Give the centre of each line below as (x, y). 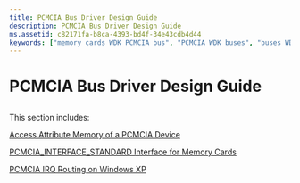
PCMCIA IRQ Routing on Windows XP (78, 169)
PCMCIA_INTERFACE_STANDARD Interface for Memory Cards (123, 152)
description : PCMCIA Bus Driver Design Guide (95, 26)
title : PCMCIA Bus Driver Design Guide (83, 17)
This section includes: (50, 117)
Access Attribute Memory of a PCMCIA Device (95, 134)
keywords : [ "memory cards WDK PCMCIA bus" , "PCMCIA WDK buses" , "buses (145, 42)
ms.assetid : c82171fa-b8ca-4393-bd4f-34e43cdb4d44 (105, 34)
